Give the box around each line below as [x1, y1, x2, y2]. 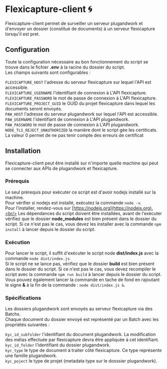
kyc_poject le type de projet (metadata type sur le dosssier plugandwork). [5, 358, 158, 364]
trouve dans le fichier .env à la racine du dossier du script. [5, 64, 126, 70]
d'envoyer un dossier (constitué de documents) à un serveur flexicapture [5, 25, 156, 31]
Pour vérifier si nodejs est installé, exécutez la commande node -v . [5, 199, 142, 205]
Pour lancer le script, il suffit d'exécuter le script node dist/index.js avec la [5, 250, 159, 256]
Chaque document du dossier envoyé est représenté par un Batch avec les [5, 316, 159, 322]
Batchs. [5, 311, 21, 317]
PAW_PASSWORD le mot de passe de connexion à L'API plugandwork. [5, 121, 140, 127]
